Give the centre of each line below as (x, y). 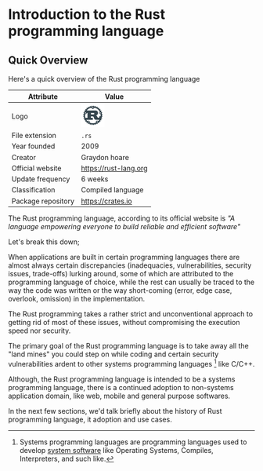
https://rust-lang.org (114, 168)
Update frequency (41, 179)
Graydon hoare (105, 157)
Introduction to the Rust (87, 15)
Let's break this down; (44, 242)
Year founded (33, 146)
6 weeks (95, 179)
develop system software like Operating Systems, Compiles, (116, 450)
